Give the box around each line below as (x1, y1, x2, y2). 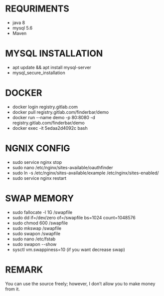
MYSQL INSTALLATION (5, 48, 103, 59)
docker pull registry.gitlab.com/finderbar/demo (12, 109, 109, 115)
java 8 (12, 20, 25, 26)
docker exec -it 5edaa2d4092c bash (12, 125, 88, 131)
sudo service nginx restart (12, 175, 67, 181)
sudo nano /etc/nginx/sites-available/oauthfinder (12, 164, 113, 170)
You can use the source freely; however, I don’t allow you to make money (5, 280, 156, 286)
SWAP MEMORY (5, 192, 74, 204)
